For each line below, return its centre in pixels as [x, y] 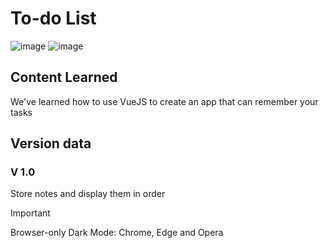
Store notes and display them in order [88, 194]
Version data [51, 143]
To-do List [53, 18]
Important [30, 213]
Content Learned [64, 77]
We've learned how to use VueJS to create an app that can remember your [164, 101]
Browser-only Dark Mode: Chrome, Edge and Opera [117, 233]
